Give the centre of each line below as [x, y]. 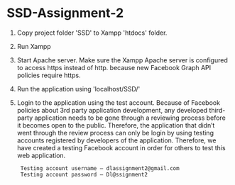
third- [217, 110]
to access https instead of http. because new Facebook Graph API [114, 67]
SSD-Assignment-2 [65, 13]
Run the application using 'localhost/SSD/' [78, 89]
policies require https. [49, 75]
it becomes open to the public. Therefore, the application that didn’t [116, 125]
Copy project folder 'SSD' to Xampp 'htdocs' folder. [92, 33]
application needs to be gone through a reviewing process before [130, 118]
